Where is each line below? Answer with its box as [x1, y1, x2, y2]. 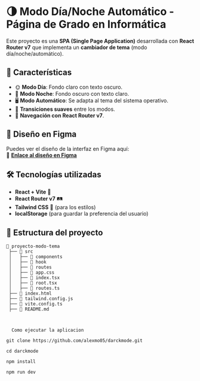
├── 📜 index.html [8, 291, 52, 297]
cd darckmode [6, 348, 39, 355]
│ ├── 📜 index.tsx [8, 275, 60, 281]
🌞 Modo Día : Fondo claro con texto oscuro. [14, 83, 123, 90]
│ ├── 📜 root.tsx [8, 280, 58, 286]
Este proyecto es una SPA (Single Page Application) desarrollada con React [6, 37, 195, 44]
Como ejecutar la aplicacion [11, 327, 84, 334]
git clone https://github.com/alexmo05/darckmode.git [6, 338, 143, 344]
